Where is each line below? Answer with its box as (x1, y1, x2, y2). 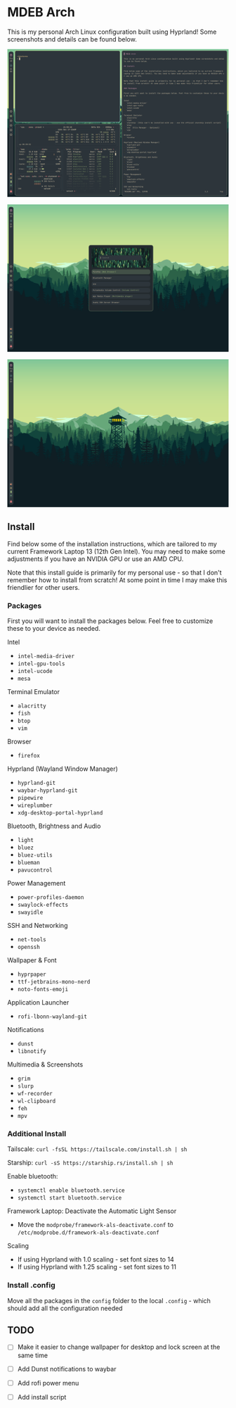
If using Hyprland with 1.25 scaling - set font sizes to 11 (17, 1263, 177, 1271)
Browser (7, 737, 32, 746)
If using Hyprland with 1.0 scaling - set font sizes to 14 (17, 1255, 174, 1264)
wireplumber (17, 802, 53, 810)
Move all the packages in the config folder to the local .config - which (7, 1296, 211, 1305)
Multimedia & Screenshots (7, 1060, 84, 1069)
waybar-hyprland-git (17, 787, 78, 794)
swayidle (17, 909, 44, 916)
